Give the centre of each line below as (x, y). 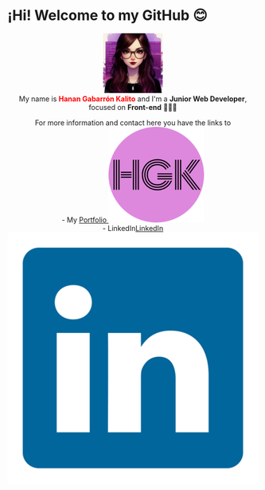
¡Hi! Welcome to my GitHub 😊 (107, 16)
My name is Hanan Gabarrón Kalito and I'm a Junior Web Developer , (133, 99)
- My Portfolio (84, 220)
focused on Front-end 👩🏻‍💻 (133, 107)
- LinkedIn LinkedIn (133, 228)
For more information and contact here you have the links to (133, 123)
